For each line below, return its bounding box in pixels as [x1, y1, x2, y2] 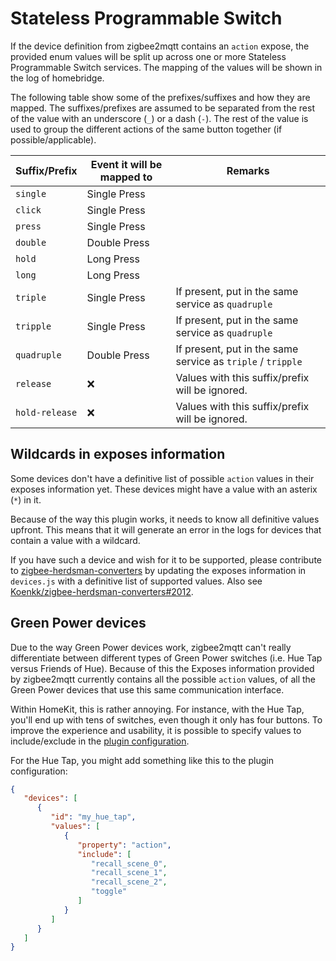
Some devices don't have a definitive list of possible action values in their [10, 472, 315, 484]
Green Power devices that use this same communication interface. [10, 683, 285, 696]
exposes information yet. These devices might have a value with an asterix [10, 483, 318, 495]
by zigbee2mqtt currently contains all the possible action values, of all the [10, 673, 317, 685]
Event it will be [90, 157, 163, 171]
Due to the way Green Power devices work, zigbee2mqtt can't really [10, 641, 292, 653]
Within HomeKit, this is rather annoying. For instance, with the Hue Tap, [10, 703, 305, 715]
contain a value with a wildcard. [10, 534, 141, 546]
